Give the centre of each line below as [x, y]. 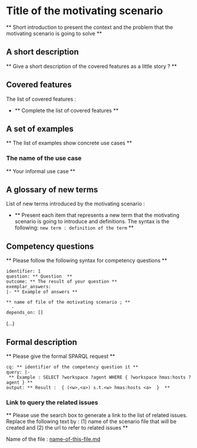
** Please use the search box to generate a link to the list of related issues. [97, 415]
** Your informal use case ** [41, 171]
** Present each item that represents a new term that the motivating [97, 215]
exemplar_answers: [29, 287]
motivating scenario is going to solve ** [54, 33]
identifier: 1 [24, 271]
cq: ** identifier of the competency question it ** [72, 367]
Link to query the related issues [52, 403]
